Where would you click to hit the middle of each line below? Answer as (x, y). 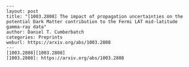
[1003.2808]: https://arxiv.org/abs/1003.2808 (65, 58)
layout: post (22, 11)
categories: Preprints (34, 37)
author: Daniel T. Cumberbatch (45, 32)
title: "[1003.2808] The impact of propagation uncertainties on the (95, 17)
